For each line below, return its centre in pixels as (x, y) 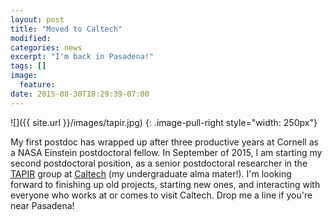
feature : (37, 85)
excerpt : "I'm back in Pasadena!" (82, 57)
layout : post (37, 19)
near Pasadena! (42, 205)
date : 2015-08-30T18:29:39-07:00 (80, 94)
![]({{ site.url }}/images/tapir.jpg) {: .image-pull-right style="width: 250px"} (164, 122)
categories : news (46, 47)
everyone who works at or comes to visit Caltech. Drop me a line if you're (161, 195)
